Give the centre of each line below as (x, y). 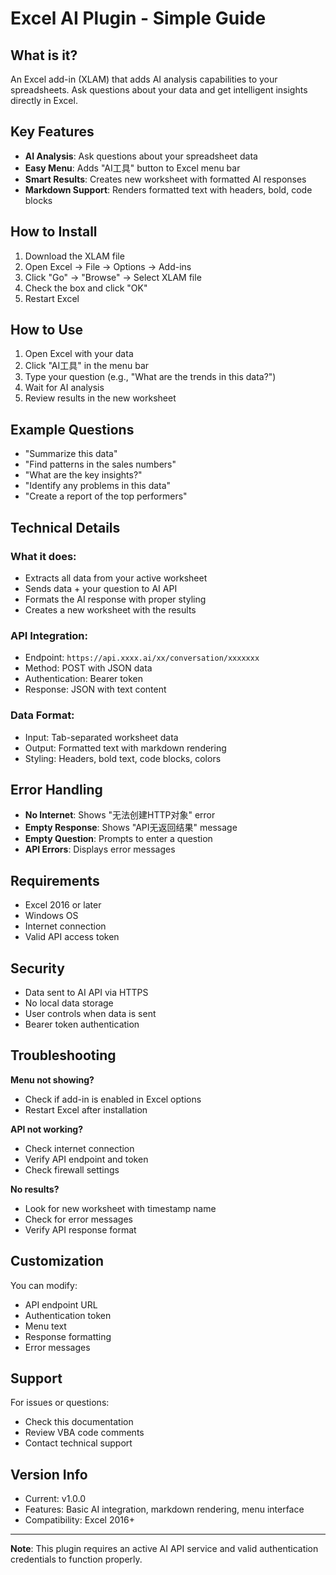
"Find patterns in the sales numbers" (100, 464)
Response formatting (68, 1336)
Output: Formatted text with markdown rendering (125, 748)
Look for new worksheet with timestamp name (120, 1208)
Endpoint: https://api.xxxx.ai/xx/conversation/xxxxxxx (142, 658)
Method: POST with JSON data (88, 668)
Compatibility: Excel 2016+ (79, 1520)
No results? (35, 1189)
